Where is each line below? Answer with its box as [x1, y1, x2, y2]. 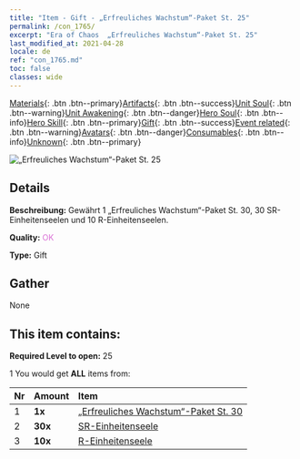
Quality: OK [9, 231, 55, 242]
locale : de [9, 47, 51, 56]
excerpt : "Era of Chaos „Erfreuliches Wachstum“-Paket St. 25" [9, 30, 258, 39]
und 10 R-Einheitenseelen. [71, 214, 169, 225]
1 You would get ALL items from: [9, 368, 131, 379]
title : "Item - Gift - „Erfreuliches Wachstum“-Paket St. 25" [9, 13, 250, 23]
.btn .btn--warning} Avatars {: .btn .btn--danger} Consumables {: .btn [9, 127, 261, 138]
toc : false [9, 65, 51, 74]
